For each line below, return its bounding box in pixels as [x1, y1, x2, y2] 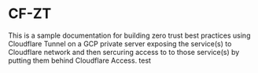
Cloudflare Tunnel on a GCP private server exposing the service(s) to [8, 38, 232, 48]
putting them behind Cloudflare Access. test [8, 56, 152, 65]
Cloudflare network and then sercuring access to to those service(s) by [8, 47, 240, 57]
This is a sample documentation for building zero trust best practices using [8, 31, 251, 40]
